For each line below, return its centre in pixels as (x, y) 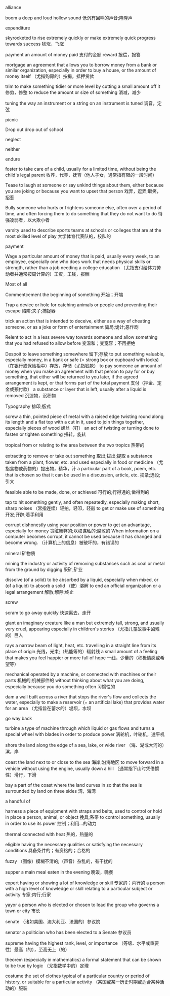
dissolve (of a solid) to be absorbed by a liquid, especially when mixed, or (82, 580)
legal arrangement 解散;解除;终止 (40, 592)
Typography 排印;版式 (28, 406)
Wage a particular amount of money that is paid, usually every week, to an (82, 256)
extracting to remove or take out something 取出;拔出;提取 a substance (79, 456)
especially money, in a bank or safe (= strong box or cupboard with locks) (82, 360)
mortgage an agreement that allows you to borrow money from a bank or (81, 65)
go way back (19, 718)
